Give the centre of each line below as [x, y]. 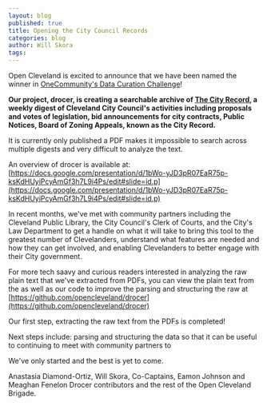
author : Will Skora [41, 46]
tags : [17, 53]
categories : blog [37, 38]
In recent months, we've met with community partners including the [120, 214]
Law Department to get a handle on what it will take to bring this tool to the [131, 231]
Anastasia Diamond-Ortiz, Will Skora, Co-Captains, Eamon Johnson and [127, 376]
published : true [35, 23]
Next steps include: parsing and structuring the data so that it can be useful [133, 337]
